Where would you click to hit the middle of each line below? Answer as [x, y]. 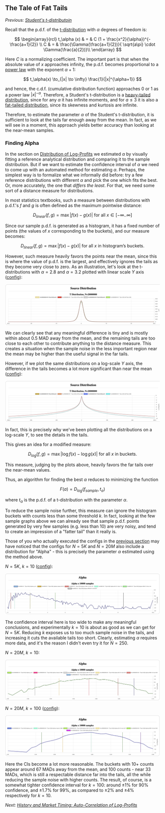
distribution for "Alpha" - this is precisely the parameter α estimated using [80, 551]
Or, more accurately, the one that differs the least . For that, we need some [80, 185]
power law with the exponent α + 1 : [41, 69]
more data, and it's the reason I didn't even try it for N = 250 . [67, 643]
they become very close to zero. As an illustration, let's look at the [72, 267]
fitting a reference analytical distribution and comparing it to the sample [78, 159]
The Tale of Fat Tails [36, 8]
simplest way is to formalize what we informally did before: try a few [74, 175]
